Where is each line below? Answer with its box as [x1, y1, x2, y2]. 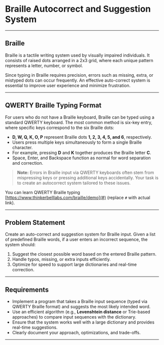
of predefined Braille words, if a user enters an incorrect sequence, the [5, 237, 148, 242]
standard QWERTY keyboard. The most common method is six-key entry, [5, 119, 153, 125]
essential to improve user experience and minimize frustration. [5, 82, 131, 88]
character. [12, 144, 33, 150]
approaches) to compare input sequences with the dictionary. [12, 314, 137, 320]
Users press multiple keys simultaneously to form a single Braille [12, 139, 142, 145]
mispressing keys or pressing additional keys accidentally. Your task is [17, 174, 159, 180]
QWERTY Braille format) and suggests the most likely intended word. [12, 304, 151, 310]
